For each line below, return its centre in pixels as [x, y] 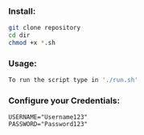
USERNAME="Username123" [48, 117]
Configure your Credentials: [64, 100]
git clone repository [45, 28]
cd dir [19, 35]
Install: [22, 11]
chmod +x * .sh [32, 43]
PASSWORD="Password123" [48, 125]
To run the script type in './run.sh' [73, 80]
